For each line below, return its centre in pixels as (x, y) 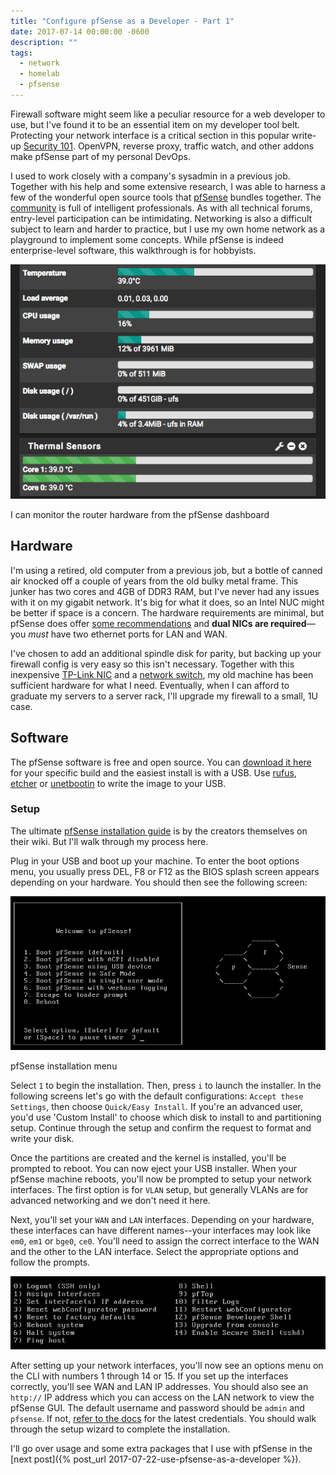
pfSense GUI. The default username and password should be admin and (157, 1407)
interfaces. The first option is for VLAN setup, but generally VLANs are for (159, 1190)
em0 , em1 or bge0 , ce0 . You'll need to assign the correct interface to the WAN (165, 1241)
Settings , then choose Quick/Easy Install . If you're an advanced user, (156, 1107)
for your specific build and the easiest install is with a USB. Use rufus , (153, 772)
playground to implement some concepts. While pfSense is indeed (147, 239)
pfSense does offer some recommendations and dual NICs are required (158, 623)
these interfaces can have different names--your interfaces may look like (161, 1231)
